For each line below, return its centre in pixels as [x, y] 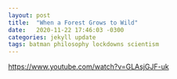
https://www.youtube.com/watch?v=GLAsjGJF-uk [89, 66]
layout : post [29, 15]
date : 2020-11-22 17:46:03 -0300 [66, 30]
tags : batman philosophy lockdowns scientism [83, 45]
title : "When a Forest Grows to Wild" [73, 23]
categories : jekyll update [52, 37]
